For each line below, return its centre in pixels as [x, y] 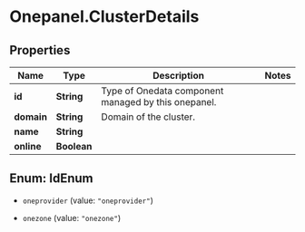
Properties [40, 50]
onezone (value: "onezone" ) [71, 217]
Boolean [74, 146]
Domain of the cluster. [148, 117]
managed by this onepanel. [159, 102]
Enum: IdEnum [51, 179]
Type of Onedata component [162, 91]
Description [178, 76]
